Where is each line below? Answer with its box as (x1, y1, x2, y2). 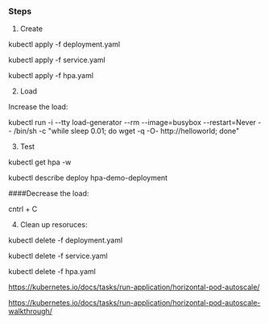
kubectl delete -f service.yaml (8, 251, 108, 261)
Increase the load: (8, 102, 68, 112)
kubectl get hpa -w (8, 157, 72, 167)
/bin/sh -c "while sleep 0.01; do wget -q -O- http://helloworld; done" (13, 127, 240, 136)
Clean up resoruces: (19, 220, 88, 230)
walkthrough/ (8, 306, 52, 316)
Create (19, 24, 43, 34)
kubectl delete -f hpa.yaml (8, 267, 97, 276)
